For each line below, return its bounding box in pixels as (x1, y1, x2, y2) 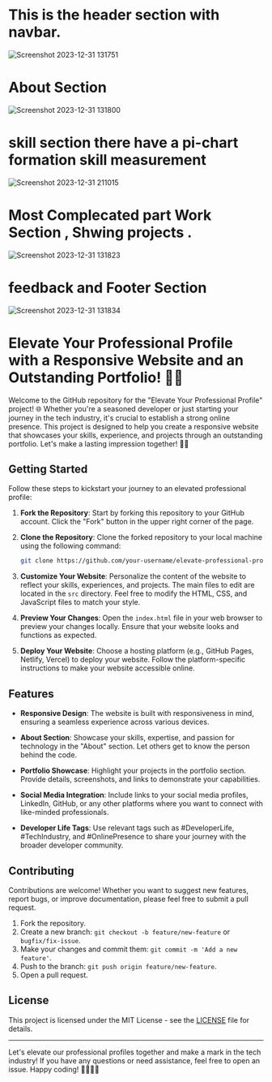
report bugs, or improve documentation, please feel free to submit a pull (8, 894, 249, 903)
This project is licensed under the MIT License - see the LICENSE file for (8, 1015, 249, 1024)
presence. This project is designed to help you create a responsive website (8, 421, 259, 431)
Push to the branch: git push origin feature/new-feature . (19, 961, 217, 971)
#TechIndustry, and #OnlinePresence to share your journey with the (19, 832, 247, 842)
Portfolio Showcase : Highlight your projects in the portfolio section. (19, 765, 247, 776)
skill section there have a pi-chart (8, 134, 239, 152)
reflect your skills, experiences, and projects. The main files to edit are (19, 580, 255, 590)
